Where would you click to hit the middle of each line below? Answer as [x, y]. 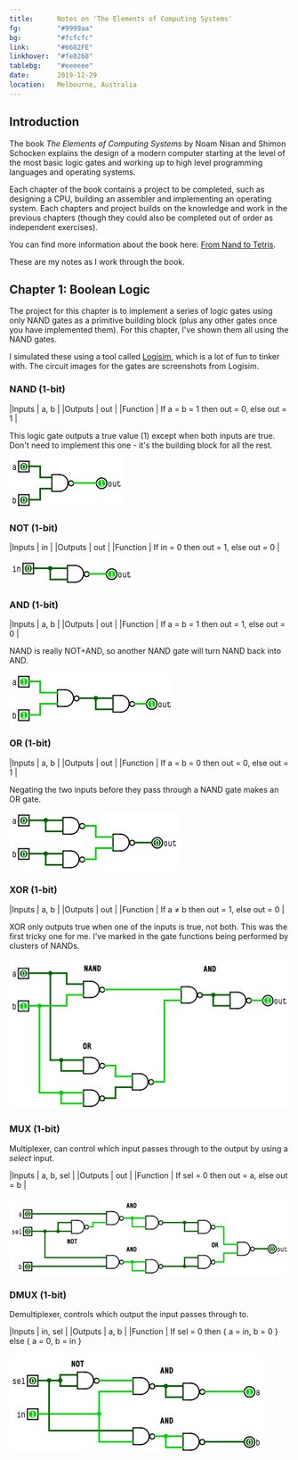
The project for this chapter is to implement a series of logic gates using [141, 311]
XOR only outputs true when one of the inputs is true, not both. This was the [149, 927]
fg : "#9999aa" [51, 28]
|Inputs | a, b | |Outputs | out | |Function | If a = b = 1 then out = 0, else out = [148, 408]
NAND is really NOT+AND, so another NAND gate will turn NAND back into [145, 651]
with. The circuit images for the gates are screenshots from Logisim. [134, 367]
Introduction [44, 122]
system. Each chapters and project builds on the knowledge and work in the [149, 208]
